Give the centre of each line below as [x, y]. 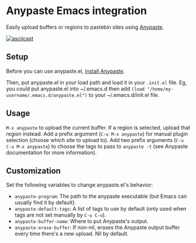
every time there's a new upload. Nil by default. [71, 234]
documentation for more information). [51, 152]
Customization [34, 171]
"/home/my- [160, 89]
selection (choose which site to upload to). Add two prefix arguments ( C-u [95, 140]
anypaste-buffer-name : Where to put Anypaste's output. [81, 221]
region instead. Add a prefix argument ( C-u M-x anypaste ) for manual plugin [97, 134]
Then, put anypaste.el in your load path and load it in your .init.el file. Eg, [97, 82]
